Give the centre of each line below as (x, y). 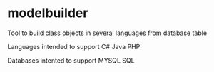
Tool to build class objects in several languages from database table (107, 33)
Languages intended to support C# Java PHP (74, 46)
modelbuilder (48, 13)
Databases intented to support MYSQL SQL (71, 60)
